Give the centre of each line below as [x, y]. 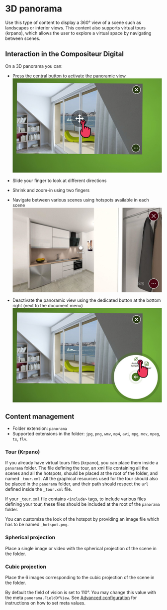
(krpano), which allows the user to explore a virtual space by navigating [78, 33]
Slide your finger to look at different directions [59, 181]
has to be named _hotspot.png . [37, 525]
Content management [40, 416]
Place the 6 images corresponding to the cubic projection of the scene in [80, 577]
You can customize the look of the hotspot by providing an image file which [82, 519]
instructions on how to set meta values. [45, 603]
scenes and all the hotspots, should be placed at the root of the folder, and [82, 473]
